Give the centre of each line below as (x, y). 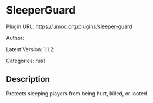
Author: (15, 38)
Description (28, 79)
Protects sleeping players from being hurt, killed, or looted (76, 93)
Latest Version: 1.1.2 (30, 49)
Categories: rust (26, 61)
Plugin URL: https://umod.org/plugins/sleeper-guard (69, 26)
